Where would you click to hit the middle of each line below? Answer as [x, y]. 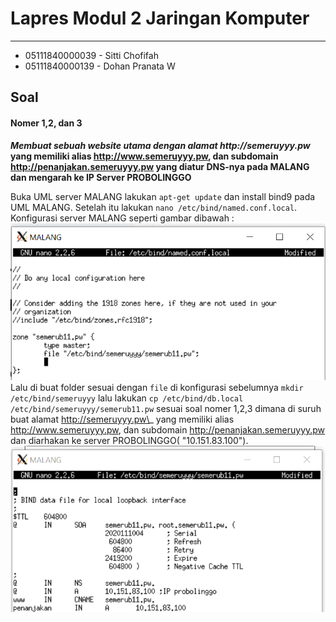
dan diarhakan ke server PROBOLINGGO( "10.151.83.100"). [129, 440]
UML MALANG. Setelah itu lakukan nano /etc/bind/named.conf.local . [154, 207]
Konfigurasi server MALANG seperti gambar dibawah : [122, 218]
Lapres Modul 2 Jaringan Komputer [160, 18]
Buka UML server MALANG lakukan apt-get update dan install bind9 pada [163, 196]
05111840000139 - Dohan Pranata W [100, 66]
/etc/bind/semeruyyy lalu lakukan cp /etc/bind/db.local [127, 398]
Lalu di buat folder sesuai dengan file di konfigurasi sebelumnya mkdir [157, 387]
